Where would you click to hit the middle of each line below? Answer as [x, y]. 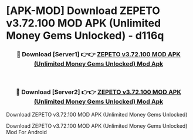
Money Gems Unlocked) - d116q [85, 36]
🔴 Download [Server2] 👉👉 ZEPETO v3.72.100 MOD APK [99, 92]
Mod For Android [26, 132]
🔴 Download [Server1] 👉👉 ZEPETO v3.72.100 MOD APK [99, 54]
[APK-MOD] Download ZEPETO [83, 11]
